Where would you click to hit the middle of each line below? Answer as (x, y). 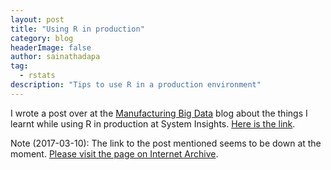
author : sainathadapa (55, 57)
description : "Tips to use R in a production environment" (136, 85)
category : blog (42, 38)
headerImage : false (51, 47)
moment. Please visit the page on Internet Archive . (114, 153)
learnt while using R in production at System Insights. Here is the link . (153, 123)
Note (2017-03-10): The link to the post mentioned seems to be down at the (166, 143)
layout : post (37, 19)
